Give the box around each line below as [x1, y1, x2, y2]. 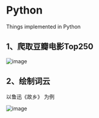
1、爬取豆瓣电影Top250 [6, 42, 94, 52]
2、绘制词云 [6, 76, 50, 86]
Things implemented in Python [6, 23, 81, 30]
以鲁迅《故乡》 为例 [6, 93, 55, 100]
